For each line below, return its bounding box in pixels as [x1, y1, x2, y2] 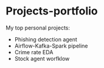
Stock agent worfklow [14, 55, 70, 62]
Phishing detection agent [14, 36, 77, 43]
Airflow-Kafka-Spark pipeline [14, 42, 89, 49]
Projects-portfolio [5, 4, 98, 18]
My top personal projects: [5, 24, 71, 31]
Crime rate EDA [14, 48, 54, 55]
